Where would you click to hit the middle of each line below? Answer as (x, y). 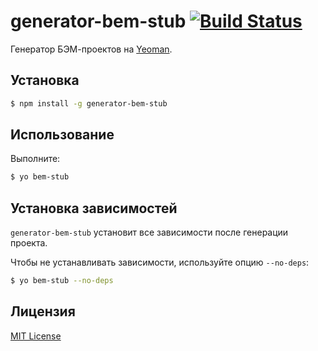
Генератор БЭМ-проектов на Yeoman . (91, 49)
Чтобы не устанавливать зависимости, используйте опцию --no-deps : (160, 262)
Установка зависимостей (94, 208)
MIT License (36, 336)
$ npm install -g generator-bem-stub (89, 103)
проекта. (29, 243)
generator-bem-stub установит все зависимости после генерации (149, 232)
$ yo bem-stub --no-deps (62, 281)
